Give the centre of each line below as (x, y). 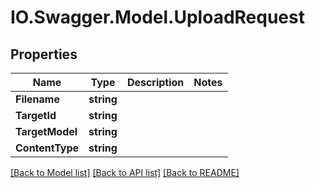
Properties (44, 54)
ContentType (47, 148)
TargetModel (46, 131)
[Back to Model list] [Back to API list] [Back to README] (125, 172)
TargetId (36, 115)
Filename (37, 99)
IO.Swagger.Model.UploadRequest (157, 17)
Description (155, 82)
